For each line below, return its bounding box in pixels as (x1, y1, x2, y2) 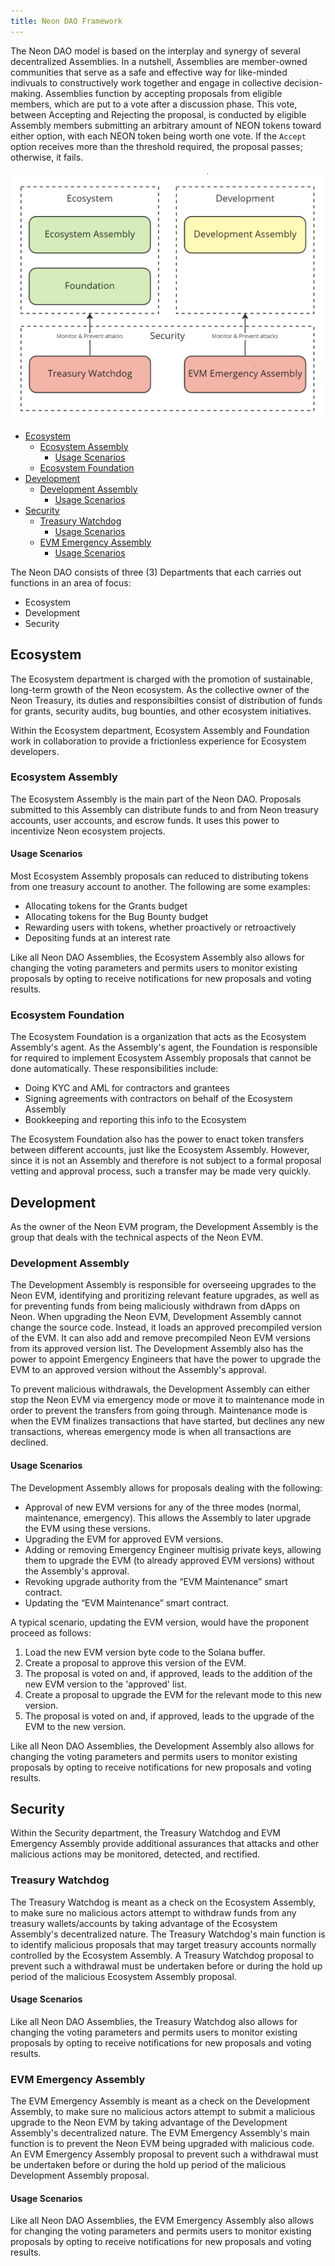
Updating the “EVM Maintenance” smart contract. (24, 1596, 230, 1609)
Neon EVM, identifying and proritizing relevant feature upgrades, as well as (10, 1290, 320, 1302)
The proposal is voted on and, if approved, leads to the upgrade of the (24, 1710, 315, 1722)
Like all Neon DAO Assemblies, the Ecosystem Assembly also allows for (10, 951, 305, 963)
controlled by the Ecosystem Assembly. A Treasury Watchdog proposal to (10, 1949, 315, 1961)
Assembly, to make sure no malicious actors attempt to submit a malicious (10, 2106, 316, 2118)
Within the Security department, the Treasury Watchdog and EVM (10, 1827, 281, 1839)
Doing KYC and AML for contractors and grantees (24, 1082, 230, 1094)
